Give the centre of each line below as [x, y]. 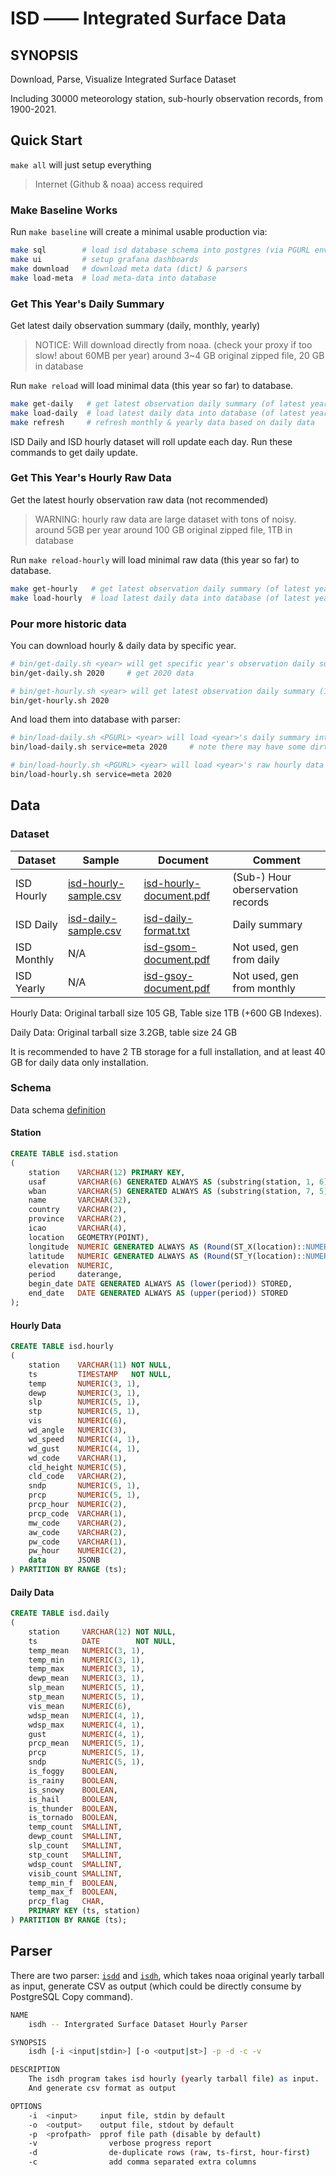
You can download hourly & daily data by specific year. [123, 645]
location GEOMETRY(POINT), [89, 1237]
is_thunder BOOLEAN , [73, 1808]
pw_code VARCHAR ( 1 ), [78, 1542]
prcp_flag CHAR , [66, 1902]
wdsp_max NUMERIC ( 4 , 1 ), [86, 1725]
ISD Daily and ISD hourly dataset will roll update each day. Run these [151, 441]
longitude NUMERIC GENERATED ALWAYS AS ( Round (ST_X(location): [165, 1247]
